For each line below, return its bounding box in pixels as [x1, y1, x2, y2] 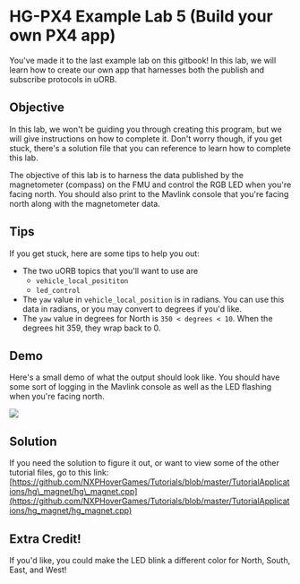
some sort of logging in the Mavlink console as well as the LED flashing [9, 382, 272, 392]
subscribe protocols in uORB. [9, 73, 117, 84]
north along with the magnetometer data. [9, 198, 161, 209]
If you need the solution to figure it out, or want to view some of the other [9, 458, 280, 468]
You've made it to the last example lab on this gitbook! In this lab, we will [9, 55, 277, 65]
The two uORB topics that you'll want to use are [21, 265, 199, 276]
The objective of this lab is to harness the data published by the [9, 169, 244, 180]
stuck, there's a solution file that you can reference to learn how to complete [9, 142, 291, 153]
